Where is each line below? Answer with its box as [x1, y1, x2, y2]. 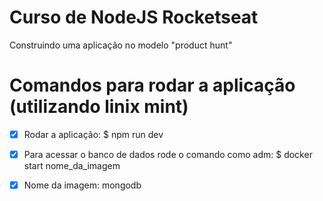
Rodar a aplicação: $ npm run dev [23, 128, 164, 140]
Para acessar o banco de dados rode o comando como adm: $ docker [23, 148, 313, 160]
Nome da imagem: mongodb [23, 179, 142, 191]
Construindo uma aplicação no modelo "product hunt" [9, 39, 233, 51]
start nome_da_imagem [23, 160, 121, 171]
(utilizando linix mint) [9, 96, 189, 118]
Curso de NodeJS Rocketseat [9, 6, 259, 29]
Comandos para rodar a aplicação [9, 74, 296, 97]
